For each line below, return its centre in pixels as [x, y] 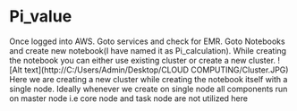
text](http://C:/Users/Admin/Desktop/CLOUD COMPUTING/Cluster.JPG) [156, 70]
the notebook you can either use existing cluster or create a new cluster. [142, 60]
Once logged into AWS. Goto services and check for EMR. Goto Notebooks [147, 41]
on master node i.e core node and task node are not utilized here [129, 98]
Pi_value [41, 17]
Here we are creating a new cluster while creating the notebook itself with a [148, 79]
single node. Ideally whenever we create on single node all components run [148, 89]
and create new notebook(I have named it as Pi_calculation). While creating [148, 50]
